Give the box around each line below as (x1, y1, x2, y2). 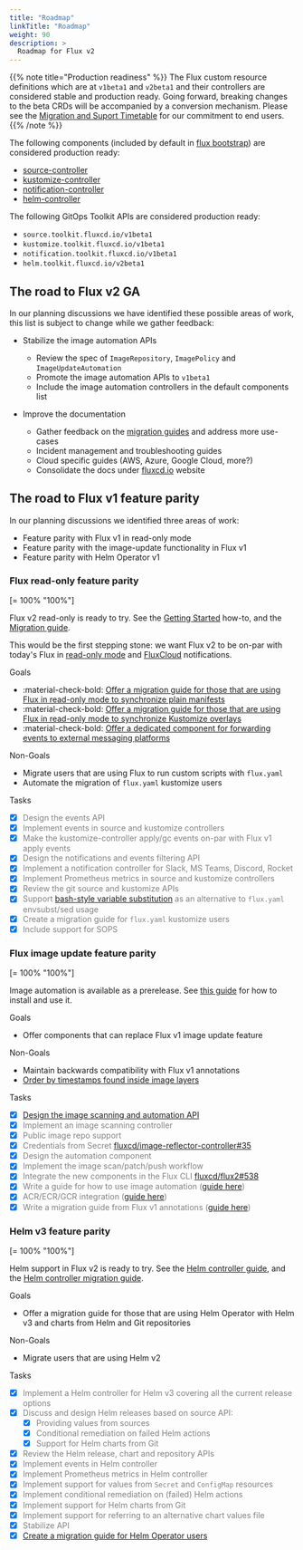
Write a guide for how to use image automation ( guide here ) (22, 1181, 246, 1192)
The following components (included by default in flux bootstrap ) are (9, 138, 266, 149)
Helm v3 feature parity (9, 1225, 111, 1237)
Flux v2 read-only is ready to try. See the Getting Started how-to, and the (9, 612, 282, 623)
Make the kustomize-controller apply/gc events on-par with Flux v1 (22, 833, 272, 843)
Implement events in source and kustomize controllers (22, 823, 225, 833)
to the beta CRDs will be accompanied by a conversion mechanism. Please (9, 101, 288, 111)
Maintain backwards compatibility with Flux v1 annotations (22, 1064, 241, 1075)
